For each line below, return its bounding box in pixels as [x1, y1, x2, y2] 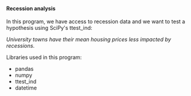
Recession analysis [6, 5, 56, 12]
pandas [14, 66, 34, 73]
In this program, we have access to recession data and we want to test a [6, 18, 186, 25]
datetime [14, 84, 37, 92]
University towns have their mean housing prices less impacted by [6, 36, 171, 43]
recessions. [6, 42, 35, 49]
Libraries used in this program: [6, 54, 82, 61]
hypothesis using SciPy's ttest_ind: [6, 24, 92, 32]
